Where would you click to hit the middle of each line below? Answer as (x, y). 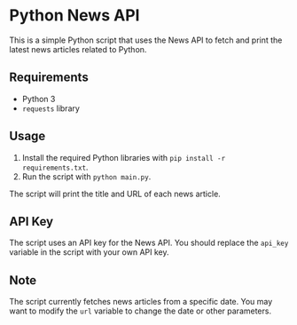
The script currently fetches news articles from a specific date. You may (141, 302)
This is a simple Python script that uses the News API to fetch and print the (146, 40)
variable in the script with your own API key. (89, 252)
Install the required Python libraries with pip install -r (124, 157)
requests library (51, 108)
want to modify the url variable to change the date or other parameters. (141, 311)
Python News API (74, 16)
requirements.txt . (55, 167)
